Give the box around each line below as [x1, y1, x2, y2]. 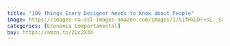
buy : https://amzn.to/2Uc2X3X [7, 28, 94, 36]
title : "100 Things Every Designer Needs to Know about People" [7, 9, 194, 17]
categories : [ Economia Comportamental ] [7, 22, 121, 29]
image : [7, 16, 26, 23]
